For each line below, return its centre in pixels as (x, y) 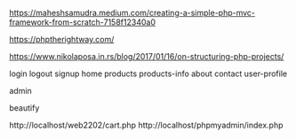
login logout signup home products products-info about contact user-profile (148, 73)
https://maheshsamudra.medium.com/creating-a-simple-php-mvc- (132, 13)
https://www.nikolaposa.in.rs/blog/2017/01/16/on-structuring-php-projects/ (147, 56)
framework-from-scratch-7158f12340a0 (82, 22)
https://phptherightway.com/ (62, 39)
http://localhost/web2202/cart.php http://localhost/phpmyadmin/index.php (146, 125)
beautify (24, 108)
